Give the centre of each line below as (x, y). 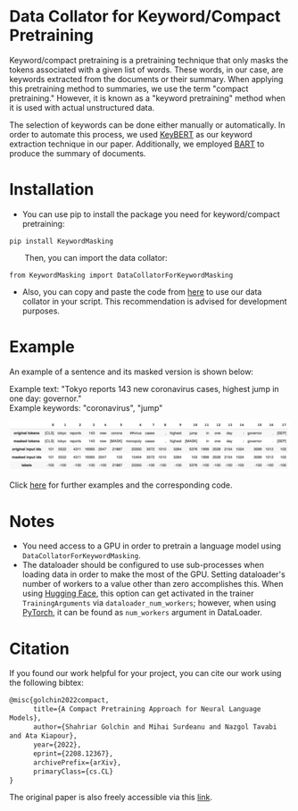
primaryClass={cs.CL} (73, 772)
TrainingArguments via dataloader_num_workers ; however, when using (149, 603)
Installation (52, 190)
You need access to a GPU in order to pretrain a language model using (152, 546)
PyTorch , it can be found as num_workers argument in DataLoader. (142, 613)
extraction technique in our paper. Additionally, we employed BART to (137, 144)
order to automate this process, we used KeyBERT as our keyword (131, 134)
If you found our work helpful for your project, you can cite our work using (145, 673)
